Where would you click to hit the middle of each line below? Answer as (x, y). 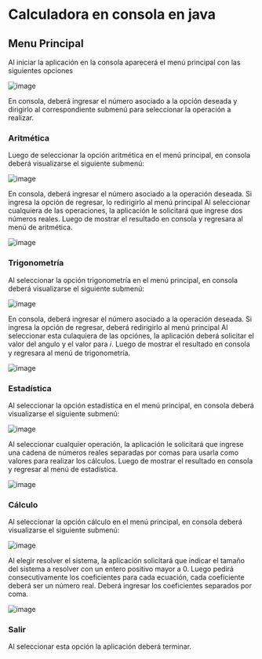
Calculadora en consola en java (112, 15)
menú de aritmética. (40, 227)
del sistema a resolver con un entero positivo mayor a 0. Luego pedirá (121, 569)
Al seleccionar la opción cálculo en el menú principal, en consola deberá (126, 522)
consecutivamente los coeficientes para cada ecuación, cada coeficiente (126, 577)
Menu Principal (46, 44)
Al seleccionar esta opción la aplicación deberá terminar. (100, 646)
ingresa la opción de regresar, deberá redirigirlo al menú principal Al (118, 327)
